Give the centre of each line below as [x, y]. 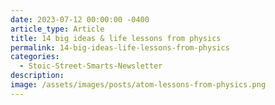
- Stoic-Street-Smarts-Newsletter [91, 66]
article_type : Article [57, 29]
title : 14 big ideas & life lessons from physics [116, 38]
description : [37, 76]
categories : [35, 57]
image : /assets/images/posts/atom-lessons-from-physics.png [138, 85]
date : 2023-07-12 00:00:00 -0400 [80, 19]
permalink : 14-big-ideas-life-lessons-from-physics [120, 47]
